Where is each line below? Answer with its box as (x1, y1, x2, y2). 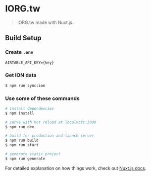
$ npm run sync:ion (5, 83, 46, 88)
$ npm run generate (5, 156, 46, 161)
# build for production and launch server (5, 133, 94, 138)
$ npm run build (5, 138, 39, 143)
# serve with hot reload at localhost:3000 (5, 120, 97, 125)
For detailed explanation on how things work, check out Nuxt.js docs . (5, 165, 147, 171)
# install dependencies (5, 106, 54, 111)
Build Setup (5, 34, 42, 42)
